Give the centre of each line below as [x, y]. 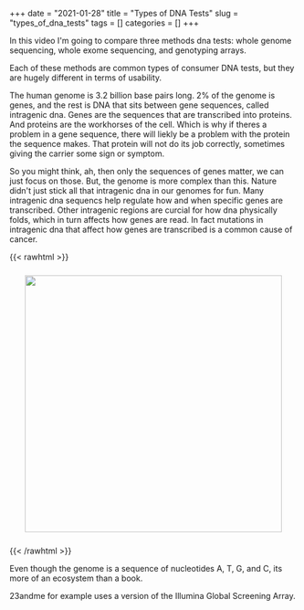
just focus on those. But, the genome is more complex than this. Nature [143, 181]
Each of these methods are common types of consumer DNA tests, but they [152, 68]
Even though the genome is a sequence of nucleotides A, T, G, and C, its [146, 568]
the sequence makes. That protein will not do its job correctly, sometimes [147, 144]
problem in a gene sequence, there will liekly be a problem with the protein [150, 134]
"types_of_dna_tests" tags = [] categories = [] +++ [104, 23]
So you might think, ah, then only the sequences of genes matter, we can [147, 171]
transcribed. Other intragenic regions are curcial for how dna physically [143, 210]
